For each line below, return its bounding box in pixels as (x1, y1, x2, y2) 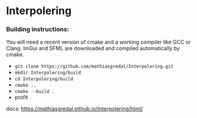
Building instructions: (6, 25, 70, 34)
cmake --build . (14, 88, 55, 95)
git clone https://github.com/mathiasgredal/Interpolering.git (14, 64, 174, 70)
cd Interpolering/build (14, 76, 74, 82)
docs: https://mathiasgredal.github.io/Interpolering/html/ (6, 105, 143, 113)
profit (14, 94, 28, 101)
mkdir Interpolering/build (14, 70, 81, 76)
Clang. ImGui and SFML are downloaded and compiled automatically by (6, 45, 180, 52)
